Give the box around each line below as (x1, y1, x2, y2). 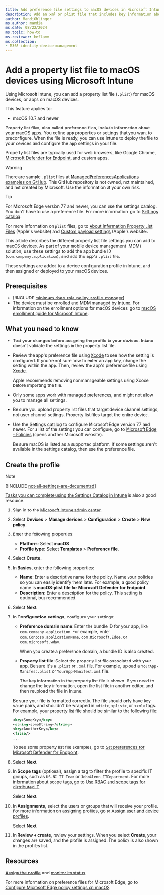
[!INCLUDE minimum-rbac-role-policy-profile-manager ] (12, 295, 125, 301)
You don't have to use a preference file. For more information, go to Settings (5, 208, 159, 214)
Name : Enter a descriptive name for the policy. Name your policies (19, 575, 153, 580)
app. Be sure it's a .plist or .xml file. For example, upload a (19, 663, 140, 669)
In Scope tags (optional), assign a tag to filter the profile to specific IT (12, 768, 153, 774)
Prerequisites (5, 282, 47, 290)
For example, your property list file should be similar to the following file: (12, 708, 158, 714)
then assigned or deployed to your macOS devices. (5, 268, 109, 274)
